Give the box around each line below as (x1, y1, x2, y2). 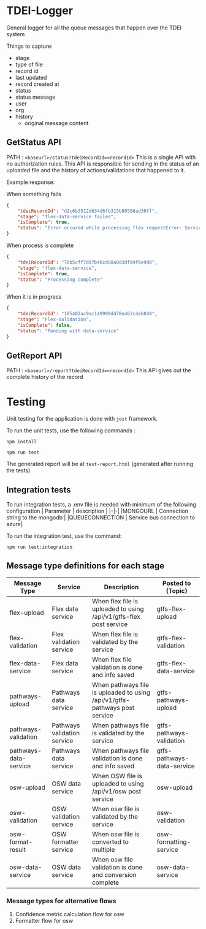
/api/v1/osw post (91, 787, 142, 795)
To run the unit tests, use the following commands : (6, 427, 136, 434)
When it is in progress (6, 293, 62, 300)
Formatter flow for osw (15, 917, 74, 925)
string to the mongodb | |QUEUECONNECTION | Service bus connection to (6, 514, 195, 521)
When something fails (6, 190, 61, 197)
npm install (6, 439, 37, 445)
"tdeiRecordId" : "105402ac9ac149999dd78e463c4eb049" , (17, 311, 158, 317)
